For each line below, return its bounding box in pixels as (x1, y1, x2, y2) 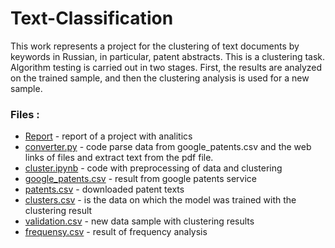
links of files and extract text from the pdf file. (24, 152, 214, 164)
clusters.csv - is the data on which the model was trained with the (24, 194, 297, 206)
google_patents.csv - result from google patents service (24, 173, 257, 185)
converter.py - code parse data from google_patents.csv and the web (24, 141, 312, 153)
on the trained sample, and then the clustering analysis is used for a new (10, 72, 310, 84)
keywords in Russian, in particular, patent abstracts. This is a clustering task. (10, 50, 326, 62)
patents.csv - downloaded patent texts (24, 183, 185, 196)
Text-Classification (10, 7, 174, 30)
